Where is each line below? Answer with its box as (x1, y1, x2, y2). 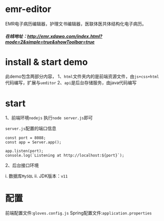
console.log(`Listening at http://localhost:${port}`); (5, 153, 124, 158)
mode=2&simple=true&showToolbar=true (5, 39, 95, 45)
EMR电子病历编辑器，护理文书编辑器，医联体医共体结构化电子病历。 (5, 21, 147, 27)
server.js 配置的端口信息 (5, 125, 57, 131)
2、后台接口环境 (5, 162, 39, 168)
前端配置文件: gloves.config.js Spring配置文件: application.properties (5, 210, 152, 216)
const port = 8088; (5, 135, 46, 141)
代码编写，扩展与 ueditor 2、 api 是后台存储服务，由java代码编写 (5, 80, 137, 86)
